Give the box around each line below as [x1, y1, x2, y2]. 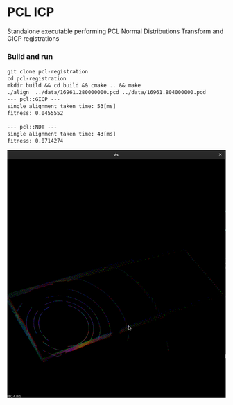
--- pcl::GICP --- [7, 96, 60, 103]
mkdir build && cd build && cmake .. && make [7, 82, 141, 89]
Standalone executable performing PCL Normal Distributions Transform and [7, 27, 224, 35]
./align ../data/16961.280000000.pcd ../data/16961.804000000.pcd [7, 89, 207, 96]
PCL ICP [7, 4, 55, 20]
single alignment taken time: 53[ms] [7, 103, 116, 110]
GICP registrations [7, 34, 60, 42]
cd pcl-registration [7, 75, 67, 82]
